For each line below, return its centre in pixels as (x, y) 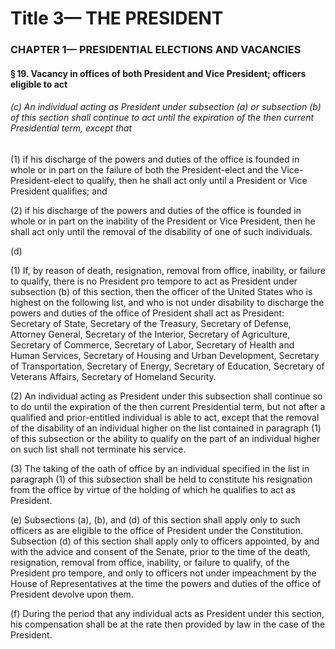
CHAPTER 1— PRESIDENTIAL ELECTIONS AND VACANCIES (156, 50)
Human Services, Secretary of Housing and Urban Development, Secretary (165, 355)
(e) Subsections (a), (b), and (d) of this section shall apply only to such (155, 519)
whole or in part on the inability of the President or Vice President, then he (163, 221)
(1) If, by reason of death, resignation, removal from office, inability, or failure (168, 270)
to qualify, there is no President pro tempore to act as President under (154, 281)
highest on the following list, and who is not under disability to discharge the (167, 302)
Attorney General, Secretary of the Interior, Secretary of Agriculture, (150, 334)
